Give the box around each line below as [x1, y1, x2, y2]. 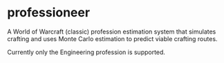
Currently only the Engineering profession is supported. [7, 48, 166, 56]
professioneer [7, 5, 91, 21]
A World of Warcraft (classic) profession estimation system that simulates [7, 27, 216, 36]
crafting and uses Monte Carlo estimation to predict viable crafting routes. [7, 34, 218, 42]
